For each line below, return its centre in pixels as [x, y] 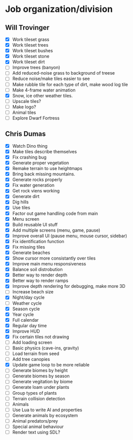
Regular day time [29, 325]
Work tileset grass [31, 39]
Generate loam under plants [41, 387]
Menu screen [26, 219]
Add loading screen [32, 342]
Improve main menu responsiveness [49, 264]
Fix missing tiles [29, 247]
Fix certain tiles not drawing [41, 337]
